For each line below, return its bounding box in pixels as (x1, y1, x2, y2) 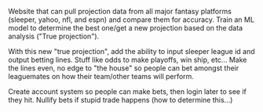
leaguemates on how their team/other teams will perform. (8, 72, 195, 81)
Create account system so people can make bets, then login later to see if (8, 87, 247, 96)
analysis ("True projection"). (8, 31, 100, 41)
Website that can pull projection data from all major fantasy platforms (8, 7, 232, 16)
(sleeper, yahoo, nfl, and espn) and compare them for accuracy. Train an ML (8, 15, 255, 24)
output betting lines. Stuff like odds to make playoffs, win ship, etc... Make (8, 55, 247, 64)
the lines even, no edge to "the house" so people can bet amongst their (8, 63, 239, 73)
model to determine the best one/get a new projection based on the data (8, 23, 243, 32)
